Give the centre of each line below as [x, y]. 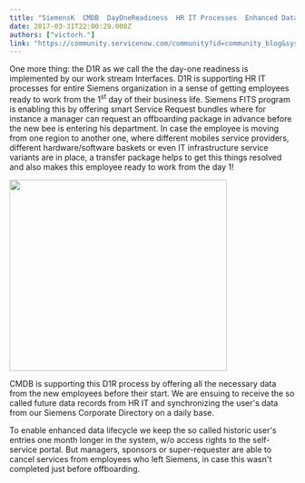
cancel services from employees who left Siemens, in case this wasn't [141, 459]
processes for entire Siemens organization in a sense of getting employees [149, 88]
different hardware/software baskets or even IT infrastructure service [139, 147]
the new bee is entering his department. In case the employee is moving [144, 128]
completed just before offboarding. [75, 469]
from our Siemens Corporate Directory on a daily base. [112, 413]
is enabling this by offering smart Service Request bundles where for [138, 109]
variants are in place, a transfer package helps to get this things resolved [146, 157]
